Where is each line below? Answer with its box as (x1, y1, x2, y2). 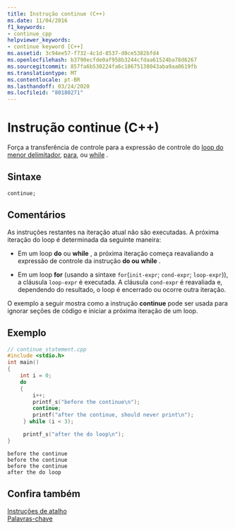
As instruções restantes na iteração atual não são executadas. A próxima (7, 228, 219, 236)
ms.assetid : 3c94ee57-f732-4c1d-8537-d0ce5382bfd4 (7, 50, 159, 57)
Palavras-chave (7, 514, 53, 523)
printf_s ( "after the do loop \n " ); (23, 431, 125, 438)
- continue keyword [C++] (7, 43, 83, 50)
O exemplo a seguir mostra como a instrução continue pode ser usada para (7, 298, 228, 308)
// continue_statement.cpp (7, 346, 87, 353)
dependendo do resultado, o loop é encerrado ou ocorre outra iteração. (17, 285, 227, 293)
